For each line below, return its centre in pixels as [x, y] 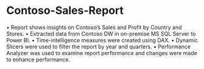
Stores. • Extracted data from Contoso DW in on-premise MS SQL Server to [101, 33]
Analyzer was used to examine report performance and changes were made [102, 53]
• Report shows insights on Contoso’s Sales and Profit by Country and [94, 27]
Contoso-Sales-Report [65, 11]
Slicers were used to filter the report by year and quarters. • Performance [98, 47]
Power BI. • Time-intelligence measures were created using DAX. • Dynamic [102, 40]
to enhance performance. [38, 59]
